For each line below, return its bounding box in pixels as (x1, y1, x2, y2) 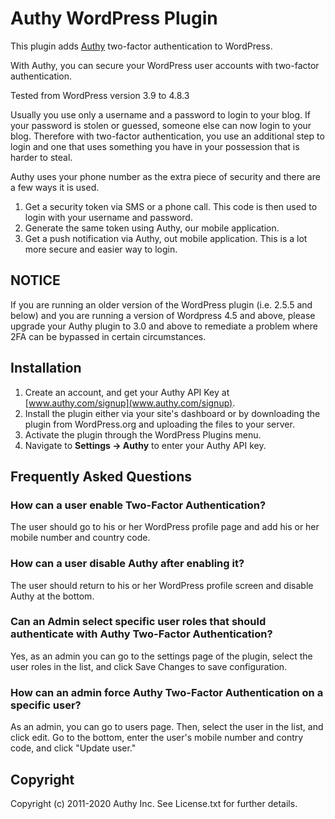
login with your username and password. (24, 211, 193, 223)
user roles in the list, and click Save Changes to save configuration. (10, 660, 288, 672)
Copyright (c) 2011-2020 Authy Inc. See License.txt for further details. (10, 797, 298, 809)
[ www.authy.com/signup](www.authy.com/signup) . (24, 397, 236, 409)
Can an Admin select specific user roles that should (10, 615, 267, 629)
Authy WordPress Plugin (10, 7, 218, 30)
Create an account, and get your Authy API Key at (24, 386, 230, 398)
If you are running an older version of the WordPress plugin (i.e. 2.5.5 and (10, 298, 313, 311)
